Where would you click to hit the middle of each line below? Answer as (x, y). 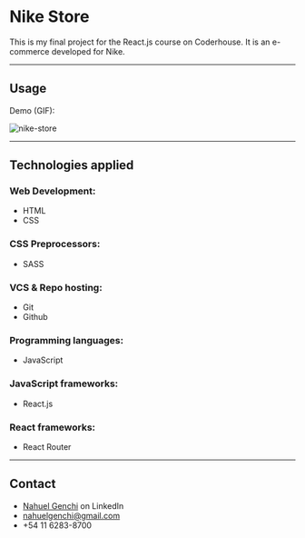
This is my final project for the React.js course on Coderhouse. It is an (140, 42)
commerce (30, 51)
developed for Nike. (88, 51)
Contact (33, 484)
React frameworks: (53, 427)
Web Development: (53, 191)
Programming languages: (67, 340)
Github (35, 317)
